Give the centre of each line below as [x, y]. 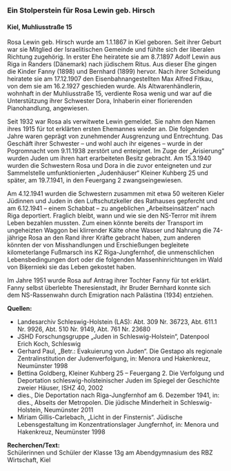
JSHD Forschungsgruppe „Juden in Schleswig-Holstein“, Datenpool [113, 336]
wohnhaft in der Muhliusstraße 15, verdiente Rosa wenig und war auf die [110, 94]
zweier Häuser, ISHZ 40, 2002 [60, 388]
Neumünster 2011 [69, 410]
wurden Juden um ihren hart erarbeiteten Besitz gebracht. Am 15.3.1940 [109, 158]
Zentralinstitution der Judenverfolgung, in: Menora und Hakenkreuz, [114, 358]
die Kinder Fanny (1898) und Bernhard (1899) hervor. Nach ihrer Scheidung [114, 72]
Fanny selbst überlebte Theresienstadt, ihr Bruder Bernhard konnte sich [109, 288]
